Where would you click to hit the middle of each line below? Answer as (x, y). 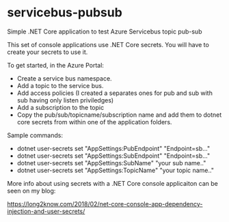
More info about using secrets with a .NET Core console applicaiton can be (113, 183)
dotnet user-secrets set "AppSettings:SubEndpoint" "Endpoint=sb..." (113, 156)
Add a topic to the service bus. (60, 85)
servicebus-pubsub (65, 13)
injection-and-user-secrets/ (46, 211)
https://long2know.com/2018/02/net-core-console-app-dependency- (105, 204)
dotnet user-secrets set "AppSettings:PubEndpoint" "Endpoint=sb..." (113, 148)
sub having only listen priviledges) (65, 100)
